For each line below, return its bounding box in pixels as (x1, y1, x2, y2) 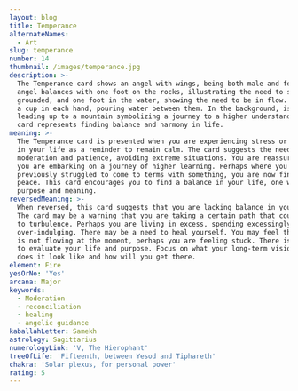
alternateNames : (9, 29, 69, 38)
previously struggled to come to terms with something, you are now (17, 170, 276, 179)
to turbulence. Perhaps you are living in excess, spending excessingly (17, 219, 292, 228)
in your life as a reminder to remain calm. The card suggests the (17, 145, 272, 154)
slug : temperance (9, 46, 74, 55)
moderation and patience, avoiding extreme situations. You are (17, 153, 260, 163)
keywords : (9, 285, 46, 294)
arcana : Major (9, 277, 62, 286)
